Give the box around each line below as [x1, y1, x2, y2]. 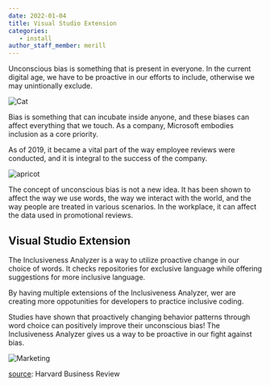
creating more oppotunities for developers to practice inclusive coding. [8, 296, 244, 306]
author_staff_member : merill [8, 42, 106, 50]
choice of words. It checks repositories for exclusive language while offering [8, 264, 263, 273]
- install [19, 34, 52, 43]
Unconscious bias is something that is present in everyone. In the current [8, 64, 251, 73]
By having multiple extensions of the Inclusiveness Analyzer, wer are [8, 288, 236, 297]
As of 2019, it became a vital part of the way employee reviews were [8, 145, 235, 155]
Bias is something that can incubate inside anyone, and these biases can [8, 112, 250, 122]
